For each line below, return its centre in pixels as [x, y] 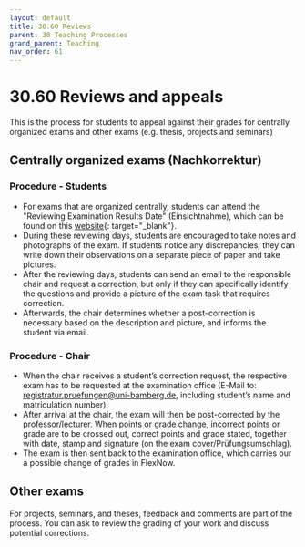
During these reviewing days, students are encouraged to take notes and [159, 235]
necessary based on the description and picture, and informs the [144, 322]
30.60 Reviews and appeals [117, 97]
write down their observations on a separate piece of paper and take [151, 254]
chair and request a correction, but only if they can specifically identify [155, 284]
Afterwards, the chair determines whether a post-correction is [139, 313]
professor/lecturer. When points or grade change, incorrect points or [151, 424]
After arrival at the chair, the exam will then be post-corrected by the [151, 415]
